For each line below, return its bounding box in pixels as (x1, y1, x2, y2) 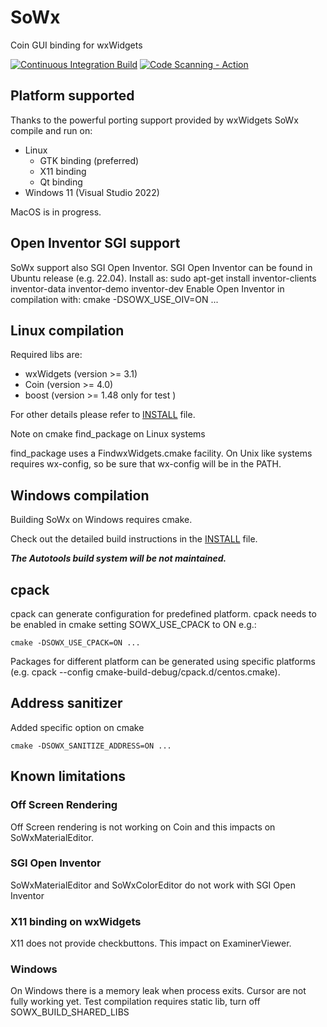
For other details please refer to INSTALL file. (10, 409, 196, 421)
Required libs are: (10, 349, 83, 361)
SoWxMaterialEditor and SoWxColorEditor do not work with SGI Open (10, 879, 297, 891)
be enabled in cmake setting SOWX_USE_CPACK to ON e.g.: (10, 619, 257, 630)
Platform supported (10, 87, 135, 105)
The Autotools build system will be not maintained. (10, 552, 227, 565)
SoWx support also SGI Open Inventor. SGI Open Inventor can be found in (10, 261, 313, 273)
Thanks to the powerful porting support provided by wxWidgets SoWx (10, 114, 299, 126)
